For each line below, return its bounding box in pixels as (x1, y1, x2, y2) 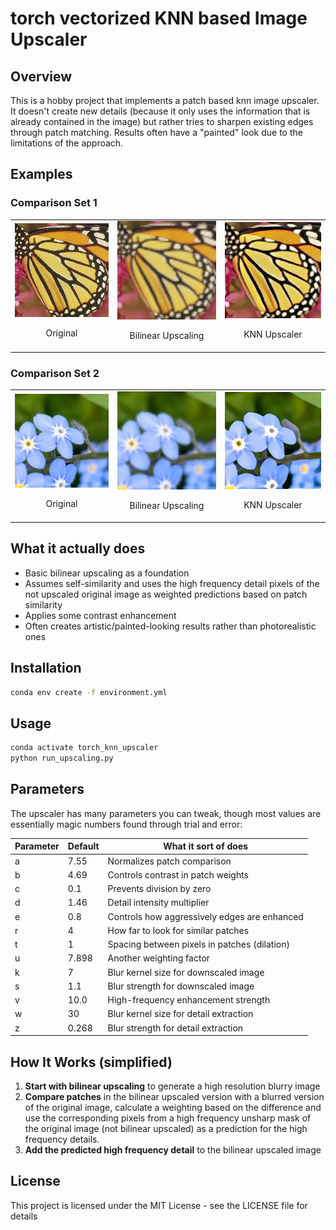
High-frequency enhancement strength (107, 994, 271, 1006)
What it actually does (10, 540, 146, 557)
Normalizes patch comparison (107, 855, 232, 867)
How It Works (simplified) (10, 1053, 173, 1071)
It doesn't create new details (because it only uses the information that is (10, 105, 311, 117)
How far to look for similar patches (107, 924, 250, 936)
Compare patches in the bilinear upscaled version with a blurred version (24, 1090, 325, 1102)
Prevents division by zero (107, 883, 212, 895)
